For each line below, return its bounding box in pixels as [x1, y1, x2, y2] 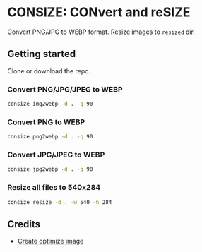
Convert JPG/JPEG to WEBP [7, 150, 105, 160]
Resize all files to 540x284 [7, 183, 101, 193]
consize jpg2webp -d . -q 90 [7, 166, 93, 173]
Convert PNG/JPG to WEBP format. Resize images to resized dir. [7, 28, 196, 36]
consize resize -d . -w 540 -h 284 [7, 198, 112, 205]
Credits [7, 218, 41, 230]
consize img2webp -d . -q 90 [7, 100, 93, 108]
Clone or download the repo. [7, 66, 90, 75]
